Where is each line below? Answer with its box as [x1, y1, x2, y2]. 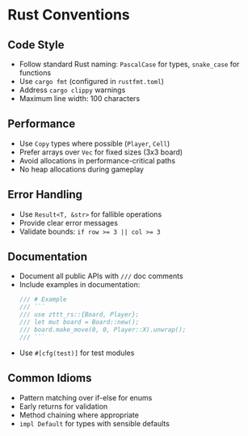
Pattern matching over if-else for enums [19, 392, 153, 402]
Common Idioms [7, 371, 92, 385]
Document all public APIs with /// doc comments [19, 271, 183, 281]
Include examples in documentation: [19, 280, 141, 290]
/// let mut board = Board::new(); [19, 318, 140, 327]
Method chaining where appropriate [19, 410, 139, 420]
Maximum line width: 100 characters [19, 94, 141, 103]
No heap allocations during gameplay [19, 164, 145, 174]
